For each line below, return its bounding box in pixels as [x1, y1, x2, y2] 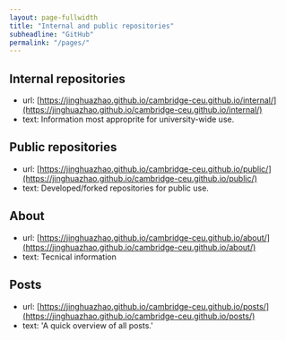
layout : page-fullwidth [9, 13, 99, 22]
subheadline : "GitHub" [9, 30, 94, 38]
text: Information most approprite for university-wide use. [22, 114, 235, 125]
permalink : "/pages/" [9, 38, 91, 47]
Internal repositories [9, 71, 126, 86]
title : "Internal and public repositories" [9, 21, 175, 30]
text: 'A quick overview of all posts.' [22, 319, 154, 331]
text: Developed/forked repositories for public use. [22, 183, 209, 193]
